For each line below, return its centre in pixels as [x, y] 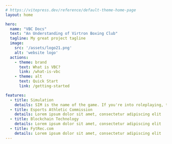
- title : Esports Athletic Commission [51, 110]
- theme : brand [31, 62]
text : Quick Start [38, 81]
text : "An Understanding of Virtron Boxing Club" [64, 34]
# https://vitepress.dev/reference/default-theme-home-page [71, 10]
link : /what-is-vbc [39, 72]
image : [17, 43]
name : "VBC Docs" [28, 29]
